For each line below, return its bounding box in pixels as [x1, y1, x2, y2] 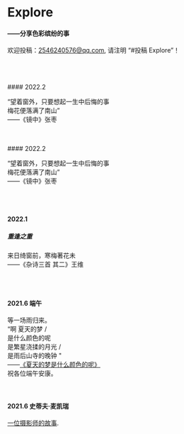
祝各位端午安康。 [7, 369, 57, 378]
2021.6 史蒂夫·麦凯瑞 [7, 401, 69, 410]
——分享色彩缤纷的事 [7, 29, 69, 38]
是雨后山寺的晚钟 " [7, 352, 62, 360]
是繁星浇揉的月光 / [7, 343, 62, 351]
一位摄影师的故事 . [7, 419, 59, 428]
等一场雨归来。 [7, 316, 51, 325]
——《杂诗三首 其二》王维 [7, 260, 84, 268]
